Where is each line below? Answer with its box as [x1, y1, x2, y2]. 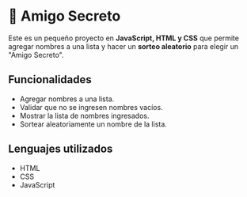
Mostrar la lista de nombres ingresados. [19, 111, 150, 120]
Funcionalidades [8, 73, 93, 86]
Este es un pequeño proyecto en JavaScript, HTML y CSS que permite [8, 33, 240, 43]
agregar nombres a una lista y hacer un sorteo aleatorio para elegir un [8, 41, 239, 51]
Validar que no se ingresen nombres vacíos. [19, 102, 164, 112]
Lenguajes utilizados [8, 142, 113, 156]
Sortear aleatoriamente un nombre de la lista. [19, 119, 168, 129]
